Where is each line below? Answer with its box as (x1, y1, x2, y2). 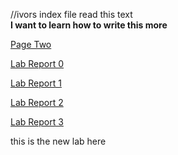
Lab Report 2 (10, 97, 64, 108)
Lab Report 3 (10, 116, 64, 128)
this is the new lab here (10, 135, 107, 147)
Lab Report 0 (10, 58, 65, 69)
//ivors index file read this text (10, 9, 133, 20)
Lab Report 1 (10, 77, 62, 89)
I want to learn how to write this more (10, 19, 168, 31)
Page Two (10, 39, 52, 50)
